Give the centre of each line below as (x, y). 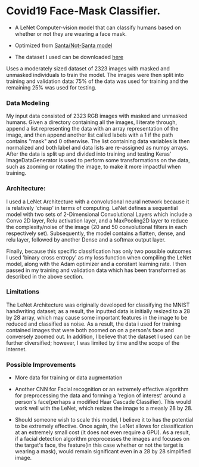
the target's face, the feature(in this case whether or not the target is (99, 445)
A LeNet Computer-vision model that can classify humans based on (98, 27)
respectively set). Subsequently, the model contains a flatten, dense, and (96, 233)
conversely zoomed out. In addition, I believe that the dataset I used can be (98, 336)
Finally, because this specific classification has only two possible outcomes (99, 251)
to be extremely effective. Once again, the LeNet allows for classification (104, 426)
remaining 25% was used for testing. (51, 87)
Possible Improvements (41, 364)
